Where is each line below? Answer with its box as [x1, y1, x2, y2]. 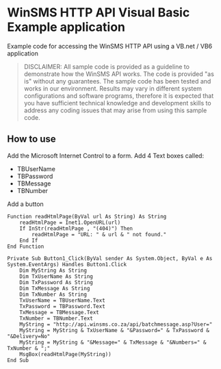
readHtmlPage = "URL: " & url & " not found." [31, 231, 167, 238]
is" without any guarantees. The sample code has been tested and [23, 77, 211, 85]
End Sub [7, 357, 29, 364]
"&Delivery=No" [7, 333, 51, 340]
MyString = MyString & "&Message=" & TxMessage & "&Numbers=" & [19, 339, 207, 346]
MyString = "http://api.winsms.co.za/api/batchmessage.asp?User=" [19, 320, 213, 328]
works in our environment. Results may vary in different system [23, 84, 203, 92]
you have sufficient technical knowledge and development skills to [23, 99, 211, 107]
